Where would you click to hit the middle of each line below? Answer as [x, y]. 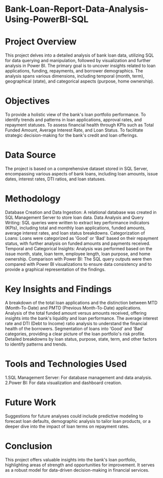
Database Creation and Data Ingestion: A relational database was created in [81, 212]
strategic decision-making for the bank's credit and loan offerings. [72, 135]
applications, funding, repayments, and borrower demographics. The [74, 71]
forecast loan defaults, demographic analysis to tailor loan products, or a [78, 421]
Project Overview [41, 42]
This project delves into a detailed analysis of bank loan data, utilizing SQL [80, 55]
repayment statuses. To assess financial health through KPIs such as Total [80, 125]
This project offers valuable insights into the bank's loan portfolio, [71, 459]
